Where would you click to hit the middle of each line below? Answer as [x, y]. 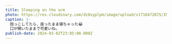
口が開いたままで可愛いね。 [35, 29]
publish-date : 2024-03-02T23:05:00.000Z [49, 33]
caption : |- [18, 19]
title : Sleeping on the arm [35, 10]
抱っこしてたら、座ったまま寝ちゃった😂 [46, 24]
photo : [12, 15]
